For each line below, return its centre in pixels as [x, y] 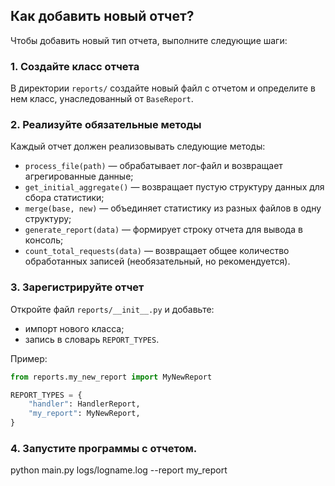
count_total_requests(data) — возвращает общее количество [157, 251]
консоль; [44, 240]
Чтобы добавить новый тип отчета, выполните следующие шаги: [149, 40]
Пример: [29, 358]
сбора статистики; [64, 198]
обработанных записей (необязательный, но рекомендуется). [157, 261]
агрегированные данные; [79, 176]
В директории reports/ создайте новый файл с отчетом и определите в [163, 88]
